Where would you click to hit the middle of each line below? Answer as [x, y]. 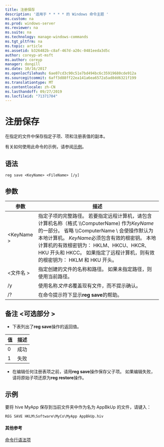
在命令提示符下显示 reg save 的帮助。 [80, 295]
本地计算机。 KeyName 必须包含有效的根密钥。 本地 [97, 238]
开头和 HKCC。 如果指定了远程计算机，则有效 [102, 253]
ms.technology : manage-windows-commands [47, 37]
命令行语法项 [18, 440]
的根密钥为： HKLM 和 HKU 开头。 [78, 260]
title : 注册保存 [20, 10]
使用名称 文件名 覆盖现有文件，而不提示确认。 [90, 285]
